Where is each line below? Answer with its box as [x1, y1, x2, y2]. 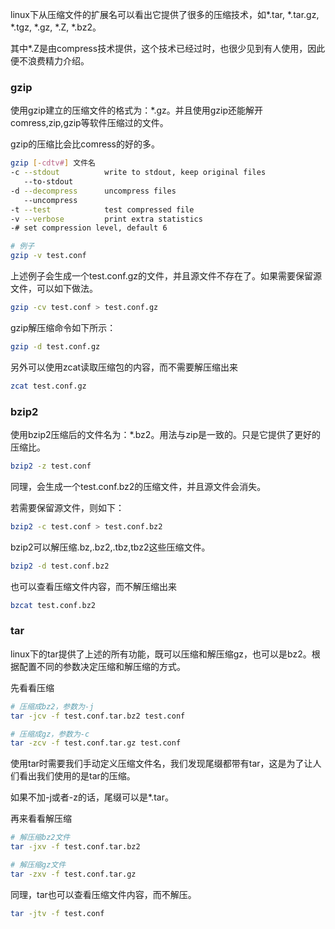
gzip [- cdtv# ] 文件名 [10, 158, 96, 168]
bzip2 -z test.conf [10, 461, 92, 471]
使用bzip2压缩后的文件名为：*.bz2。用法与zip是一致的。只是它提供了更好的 [10, 428, 322, 440]
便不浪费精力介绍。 [10, 55, 90, 67]
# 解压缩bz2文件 [10, 833, 71, 843]
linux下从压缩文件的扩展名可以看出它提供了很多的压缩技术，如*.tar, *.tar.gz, [10, 9, 320, 20]
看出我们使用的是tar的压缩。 [18, 770, 136, 782]
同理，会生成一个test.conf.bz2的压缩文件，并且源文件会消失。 [10, 480, 267, 492]
